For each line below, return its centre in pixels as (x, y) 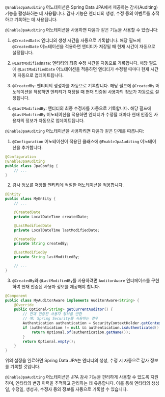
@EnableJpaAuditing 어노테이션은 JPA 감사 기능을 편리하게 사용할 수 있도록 (77, 377)
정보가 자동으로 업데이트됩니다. (55, 121)
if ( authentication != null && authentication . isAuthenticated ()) (92, 327)
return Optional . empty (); (49, 341)
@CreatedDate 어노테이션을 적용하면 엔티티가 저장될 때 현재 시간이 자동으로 (84, 46)
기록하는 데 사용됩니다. (36, 19)
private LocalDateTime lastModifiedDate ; (57, 230)
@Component (16, 296)
